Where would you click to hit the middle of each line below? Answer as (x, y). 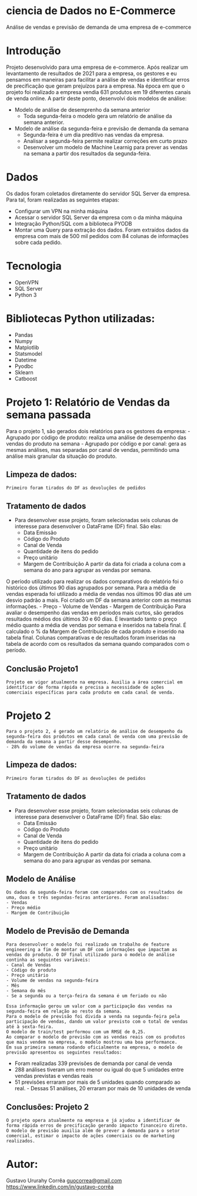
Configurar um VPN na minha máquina (61, 211)
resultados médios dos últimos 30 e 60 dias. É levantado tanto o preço (92, 619)
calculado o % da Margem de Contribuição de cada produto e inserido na (95, 631)
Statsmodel (28, 353)
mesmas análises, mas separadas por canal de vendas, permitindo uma (93, 450)
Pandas (24, 335)
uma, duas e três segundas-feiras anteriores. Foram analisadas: (88, 897)
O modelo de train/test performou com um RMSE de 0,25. (76, 1032)
